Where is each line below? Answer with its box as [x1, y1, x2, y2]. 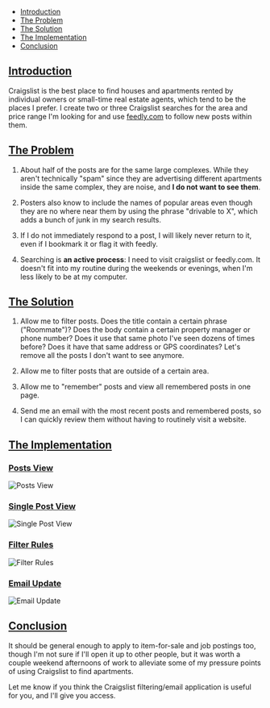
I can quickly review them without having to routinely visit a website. [19, 414, 247, 424]
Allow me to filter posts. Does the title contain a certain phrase [19, 316, 227, 326]
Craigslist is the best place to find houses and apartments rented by [8, 85, 234, 95]
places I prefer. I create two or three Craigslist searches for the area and [8, 102, 248, 112]
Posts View [8, 462, 54, 473]
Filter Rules [8, 539, 54, 551]
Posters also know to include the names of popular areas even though [19, 198, 253, 207]
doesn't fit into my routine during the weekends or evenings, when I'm [19, 263, 253, 273]
